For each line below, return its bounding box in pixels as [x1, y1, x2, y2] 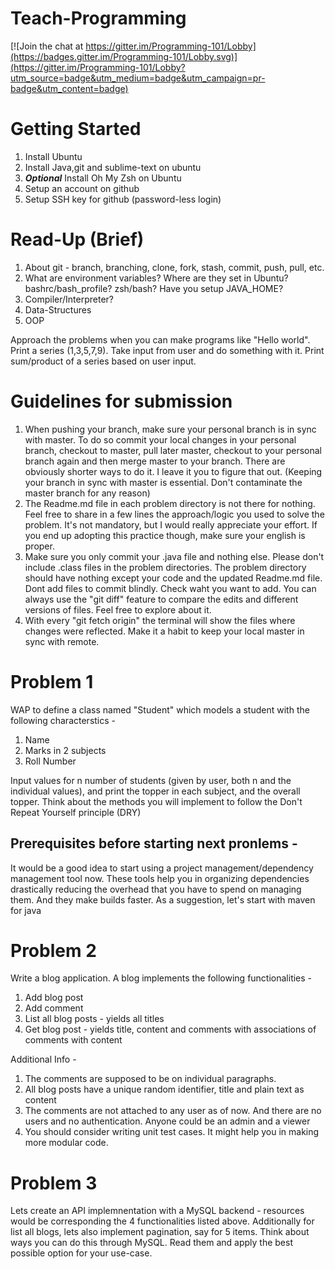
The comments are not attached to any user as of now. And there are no [24, 1105, 322, 1117]
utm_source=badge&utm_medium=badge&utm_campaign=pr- [10, 72, 266, 84]
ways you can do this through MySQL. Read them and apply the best [10, 1237, 293, 1249]
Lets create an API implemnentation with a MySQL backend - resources [10, 1205, 305, 1217]
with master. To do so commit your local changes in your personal [24, 433, 297, 446]
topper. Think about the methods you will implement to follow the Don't [10, 795, 303, 807]
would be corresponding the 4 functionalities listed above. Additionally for [10, 1215, 315, 1227]
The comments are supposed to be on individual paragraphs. [24, 1073, 277, 1085]
